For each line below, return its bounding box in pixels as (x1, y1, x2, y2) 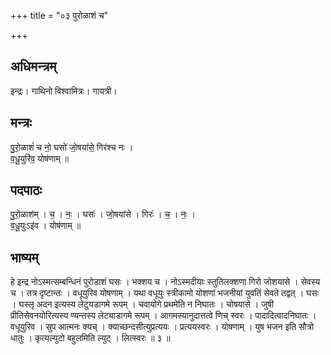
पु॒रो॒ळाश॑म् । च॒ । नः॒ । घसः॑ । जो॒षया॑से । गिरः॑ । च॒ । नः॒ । (10, 208, 197, 220)
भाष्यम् (10, 249, 39, 266)
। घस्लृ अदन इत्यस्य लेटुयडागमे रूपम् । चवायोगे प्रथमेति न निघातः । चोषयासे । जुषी (10, 298, 274, 310)
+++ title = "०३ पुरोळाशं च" (10, 10, 109, 21)
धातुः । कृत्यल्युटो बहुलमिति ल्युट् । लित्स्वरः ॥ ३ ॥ (10, 332, 171, 344)
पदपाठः (10, 182, 43, 199)
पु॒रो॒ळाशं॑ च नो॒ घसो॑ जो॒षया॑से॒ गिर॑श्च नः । (10, 141, 134, 153)
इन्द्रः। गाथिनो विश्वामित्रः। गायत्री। (10, 85, 118, 97)
